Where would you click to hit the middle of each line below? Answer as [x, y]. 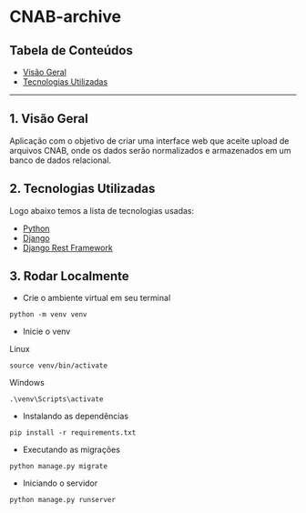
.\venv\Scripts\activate [56, 399]
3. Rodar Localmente [69, 276]
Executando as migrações [71, 450]
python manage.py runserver [63, 500]
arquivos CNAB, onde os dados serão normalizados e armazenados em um [150, 150]
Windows [27, 383]
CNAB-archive [66, 17]
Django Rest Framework [68, 247]
